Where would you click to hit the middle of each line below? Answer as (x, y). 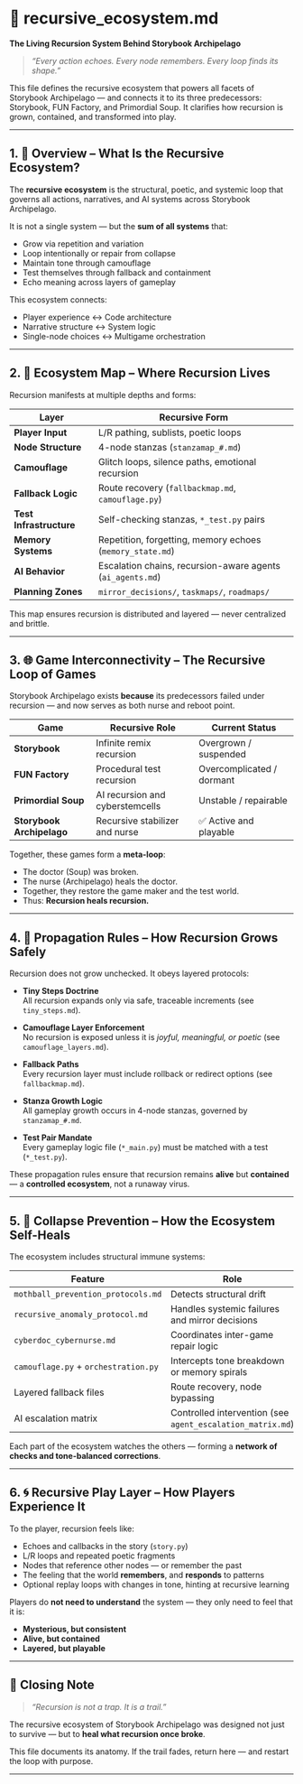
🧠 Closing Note (52, 1685)
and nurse (117, 832)
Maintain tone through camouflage (87, 263)
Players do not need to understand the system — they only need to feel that (151, 1602)
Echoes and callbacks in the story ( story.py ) (105, 1546)
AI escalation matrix (56, 1418)
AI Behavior (40, 571)
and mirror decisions (214, 1320)
